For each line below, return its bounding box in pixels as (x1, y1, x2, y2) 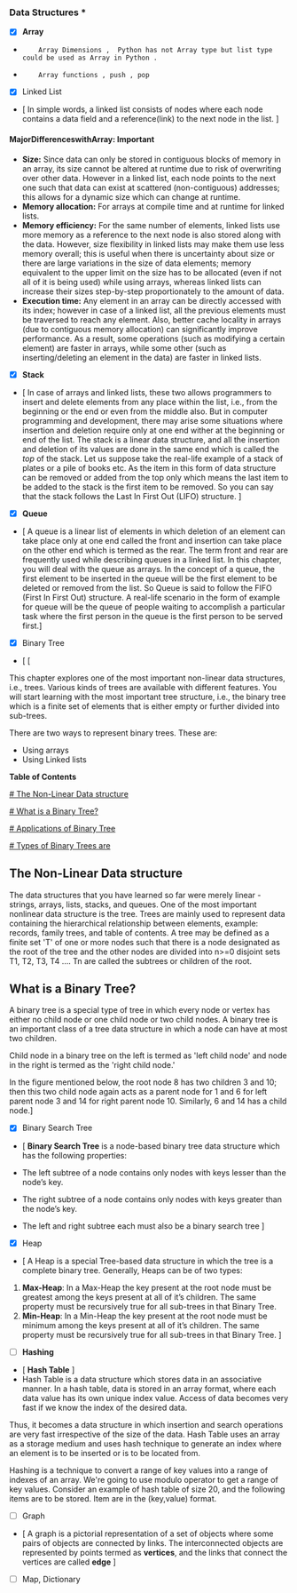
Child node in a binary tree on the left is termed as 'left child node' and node (9, 1050, 287, 1061)
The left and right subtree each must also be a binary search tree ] (21, 1220, 265, 1231)
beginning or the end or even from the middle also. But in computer (21, 406, 269, 417)
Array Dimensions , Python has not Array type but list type (38, 46, 273, 55)
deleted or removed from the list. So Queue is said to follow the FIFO (21, 582, 273, 593)
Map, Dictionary (21, 1573, 82, 1584)
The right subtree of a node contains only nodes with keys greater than (21, 1193, 282, 1205)
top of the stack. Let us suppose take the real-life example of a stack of (21, 453, 284, 464)
